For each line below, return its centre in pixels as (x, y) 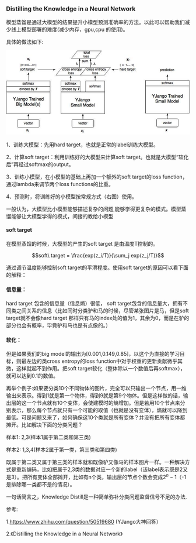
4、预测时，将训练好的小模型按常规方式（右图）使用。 (72, 196)
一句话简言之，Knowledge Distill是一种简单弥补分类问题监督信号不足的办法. (97, 497)
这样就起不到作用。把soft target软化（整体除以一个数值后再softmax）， (101, 369)
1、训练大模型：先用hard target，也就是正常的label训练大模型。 (82, 145)
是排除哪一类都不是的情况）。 (41, 484)
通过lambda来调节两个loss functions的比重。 (60, 184)
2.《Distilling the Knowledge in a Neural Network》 (64, 534)
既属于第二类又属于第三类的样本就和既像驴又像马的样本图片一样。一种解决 (95, 462)
